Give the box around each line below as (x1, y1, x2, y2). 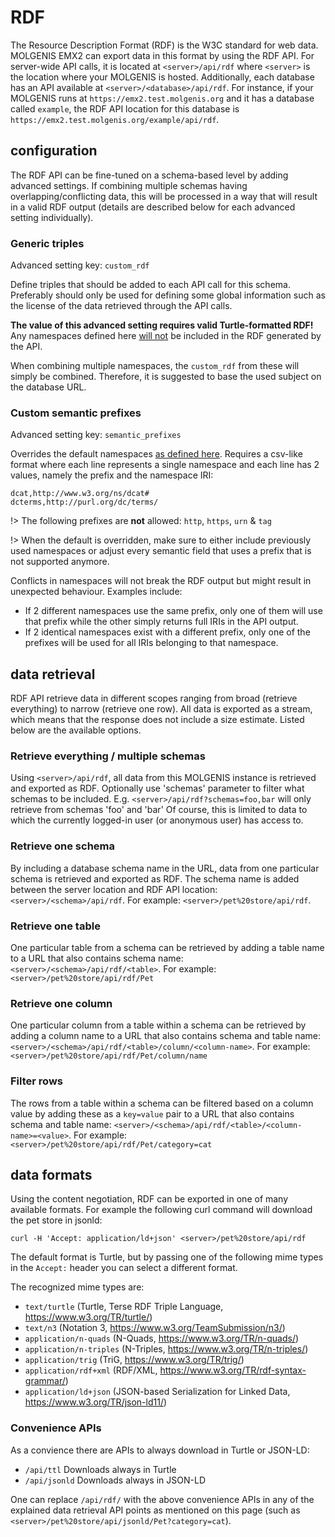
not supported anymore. (10, 556, 110, 568)
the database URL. (10, 381, 87, 393)
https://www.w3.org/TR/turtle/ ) (24, 1311, 153, 1323)
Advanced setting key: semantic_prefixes (10, 429, 182, 441)
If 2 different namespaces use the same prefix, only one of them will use (24, 605, 323, 617)
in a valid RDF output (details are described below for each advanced (10, 201, 296, 213)
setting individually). (10, 211, 94, 223)
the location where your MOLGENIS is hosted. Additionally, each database (10, 71, 315, 83)
